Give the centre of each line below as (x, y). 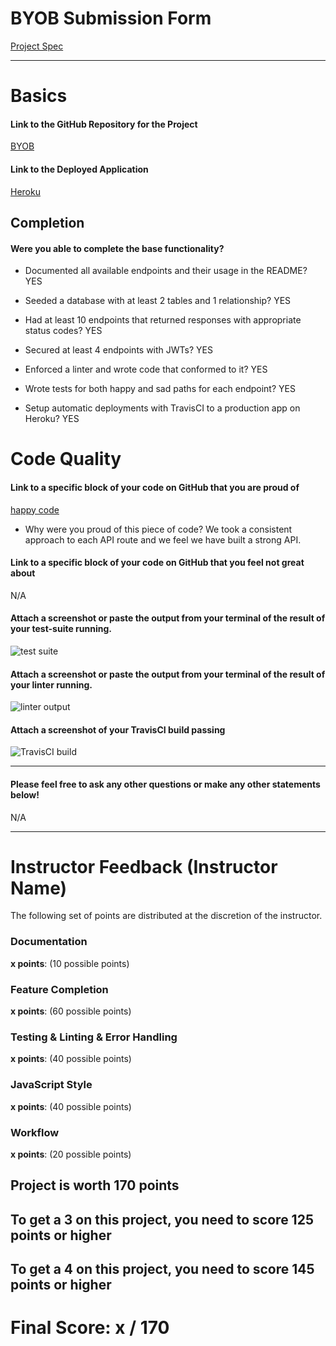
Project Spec (37, 46)
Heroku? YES (52, 419)
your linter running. (51, 684)
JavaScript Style (51, 1085)
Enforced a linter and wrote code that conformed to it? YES (146, 369)
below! (25, 794)
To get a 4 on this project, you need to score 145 (162, 1269)
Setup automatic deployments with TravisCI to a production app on (162, 408)
